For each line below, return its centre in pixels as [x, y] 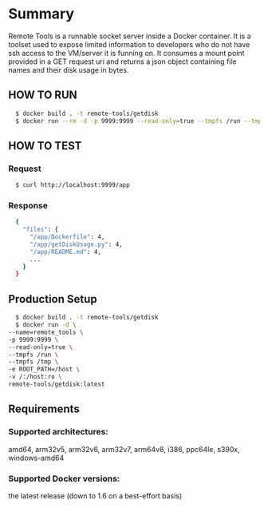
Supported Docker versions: [64, 478]
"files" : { [41, 230]
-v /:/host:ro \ [35, 377]
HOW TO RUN [43, 95]
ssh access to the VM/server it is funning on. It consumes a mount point [126, 53]
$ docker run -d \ [46, 325]
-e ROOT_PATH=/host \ [44, 369]
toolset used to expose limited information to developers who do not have [129, 44]
